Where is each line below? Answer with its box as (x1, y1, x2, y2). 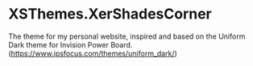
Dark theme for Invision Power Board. (8, 39, 133, 49)
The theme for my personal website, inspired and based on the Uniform (8, 31, 246, 41)
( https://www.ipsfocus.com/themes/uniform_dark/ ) (8, 48, 177, 58)
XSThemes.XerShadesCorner (8, 5, 212, 23)
